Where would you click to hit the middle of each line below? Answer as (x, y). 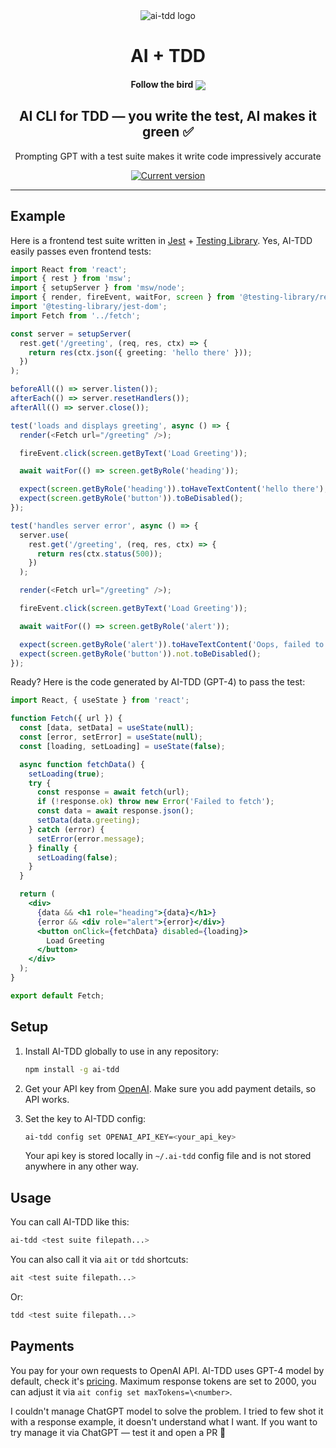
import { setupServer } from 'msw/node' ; (98, 288)
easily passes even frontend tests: (81, 251)
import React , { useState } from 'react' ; (100, 700)
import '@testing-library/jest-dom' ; (89, 307)
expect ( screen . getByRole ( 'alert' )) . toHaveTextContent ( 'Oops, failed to (172, 644)
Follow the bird (162, 84)
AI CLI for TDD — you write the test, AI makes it (168, 116)
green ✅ (168, 132)
